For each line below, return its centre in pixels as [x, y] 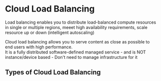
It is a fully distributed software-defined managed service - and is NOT [75, 52]
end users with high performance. [39, 47]
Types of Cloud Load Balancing [53, 73]
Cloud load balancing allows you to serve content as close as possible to [77, 41]
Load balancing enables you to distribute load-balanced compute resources [80, 22]
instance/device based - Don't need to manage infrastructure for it [71, 57]
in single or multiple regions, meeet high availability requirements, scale [76, 27]
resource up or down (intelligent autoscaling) [50, 32]
